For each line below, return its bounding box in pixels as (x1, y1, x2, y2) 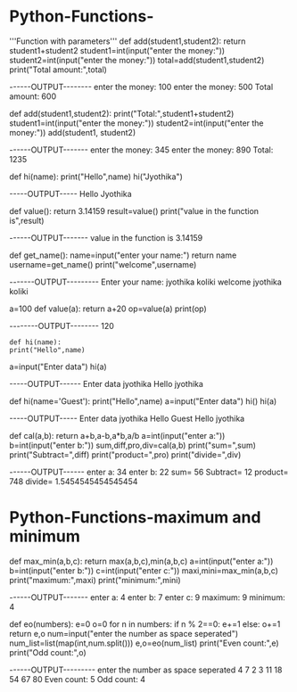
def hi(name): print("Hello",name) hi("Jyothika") (9, 171, 183, 182)
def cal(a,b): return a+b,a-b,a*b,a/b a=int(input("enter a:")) (9, 430, 226, 441)
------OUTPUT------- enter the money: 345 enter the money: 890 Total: (9, 144, 274, 155)
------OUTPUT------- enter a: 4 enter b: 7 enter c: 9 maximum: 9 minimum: (9, 591, 285, 603)
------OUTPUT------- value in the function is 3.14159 (9, 232, 203, 243)
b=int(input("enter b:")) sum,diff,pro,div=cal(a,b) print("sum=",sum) (9, 440, 257, 450)
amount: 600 (9, 91, 56, 102)
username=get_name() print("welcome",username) (9, 259, 197, 269)
